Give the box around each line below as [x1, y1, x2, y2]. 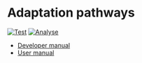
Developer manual [17, 41, 71, 49]
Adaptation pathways [7, 5, 135, 21]
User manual [17, 48, 55, 57]
